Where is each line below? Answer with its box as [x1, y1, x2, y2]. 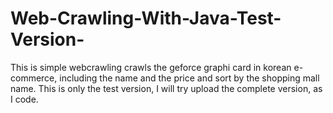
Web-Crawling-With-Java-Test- [10, 7, 282, 30]
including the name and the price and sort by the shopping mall [59, 72, 320, 84]
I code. [10, 93, 39, 105]
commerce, [10, 72, 58, 84]
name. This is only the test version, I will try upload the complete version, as [10, 82, 323, 94]
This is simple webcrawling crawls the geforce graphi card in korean [10, 61, 292, 73]
